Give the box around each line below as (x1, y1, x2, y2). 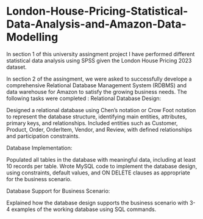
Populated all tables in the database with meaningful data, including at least (6, 156, 196, 163)
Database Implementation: (6, 144, 73, 151)
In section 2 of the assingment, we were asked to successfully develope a (6, 75, 192, 82)
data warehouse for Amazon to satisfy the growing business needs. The (6, 88, 187, 95)
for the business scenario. (6, 175, 72, 182)
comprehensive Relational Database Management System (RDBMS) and (6, 81, 187, 89)
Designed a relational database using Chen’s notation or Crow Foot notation (6, 106, 196, 113)
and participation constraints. (6, 132, 80, 140)
